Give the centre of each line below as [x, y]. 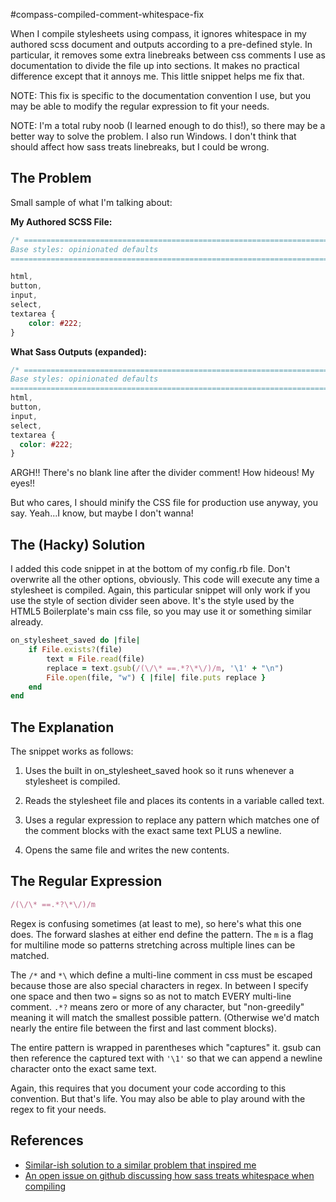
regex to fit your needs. [58, 1109]
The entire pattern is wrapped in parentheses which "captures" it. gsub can [166, 1047]
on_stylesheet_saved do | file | [75, 640]
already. [27, 622]
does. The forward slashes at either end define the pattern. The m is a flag [162, 934]
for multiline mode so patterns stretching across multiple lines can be [153, 945]
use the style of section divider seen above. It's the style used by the [152, 601]
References [47, 1140]
